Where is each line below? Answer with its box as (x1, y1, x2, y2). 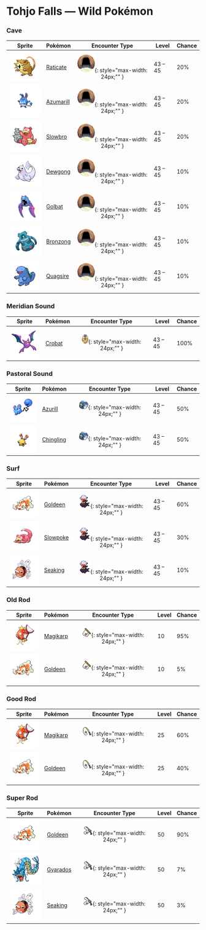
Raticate (45, 63, 67, 71)
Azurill (42, 405, 58, 412)
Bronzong (45, 238, 71, 245)
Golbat (45, 203, 63, 210)
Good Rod (6, 695, 37, 703)
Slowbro (45, 133, 67, 140)
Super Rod (6, 794, 39, 802)
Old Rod (6, 596, 31, 604)
